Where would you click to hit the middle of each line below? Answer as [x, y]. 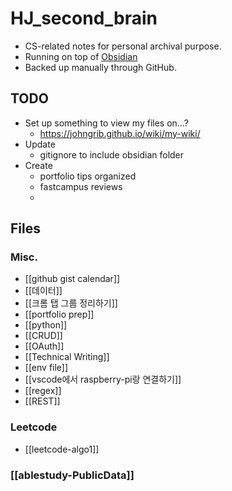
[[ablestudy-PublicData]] [72, 475]
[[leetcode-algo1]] [62, 449]
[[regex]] [43, 391]
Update [40, 144]
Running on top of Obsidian [81, 56]
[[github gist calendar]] [72, 279]
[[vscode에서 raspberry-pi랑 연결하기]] [103, 379]
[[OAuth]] [44, 346]
